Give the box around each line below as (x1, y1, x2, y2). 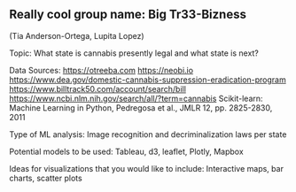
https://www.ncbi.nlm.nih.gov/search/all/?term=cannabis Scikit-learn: (9, 93, 263, 104)
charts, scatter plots (9, 173, 82, 183)
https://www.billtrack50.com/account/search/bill (9, 83, 186, 94)
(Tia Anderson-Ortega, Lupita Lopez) (9, 30, 144, 41)
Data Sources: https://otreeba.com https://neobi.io (9, 65, 193, 75)
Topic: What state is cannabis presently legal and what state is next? (9, 48, 260, 58)
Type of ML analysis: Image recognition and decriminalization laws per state (9, 128, 287, 140)
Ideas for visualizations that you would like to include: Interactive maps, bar (9, 163, 284, 173)
